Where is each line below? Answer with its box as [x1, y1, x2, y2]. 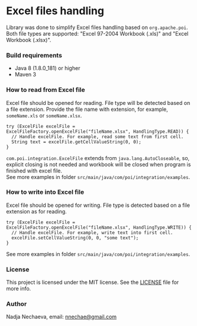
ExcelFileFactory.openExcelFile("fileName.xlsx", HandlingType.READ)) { [6, 129, 189, 135]
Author [6, 300, 27, 308]
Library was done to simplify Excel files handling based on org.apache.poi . [6, 24, 188, 31]
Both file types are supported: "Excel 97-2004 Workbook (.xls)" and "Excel [6, 30, 189, 37]
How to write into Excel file [6, 188, 85, 196]
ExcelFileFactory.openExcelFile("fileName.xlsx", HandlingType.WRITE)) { [6, 224, 192, 231]
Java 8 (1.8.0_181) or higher [14, 65, 80, 72]
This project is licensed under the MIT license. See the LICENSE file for [6, 279, 179, 286]
